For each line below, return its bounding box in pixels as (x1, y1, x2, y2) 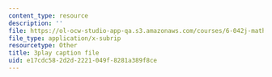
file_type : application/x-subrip (8, 34, 121, 43)
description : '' (8, 19, 63, 27)
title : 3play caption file (8, 49, 100, 57)
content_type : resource (8, 11, 89, 20)
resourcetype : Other (8, 42, 79, 50)
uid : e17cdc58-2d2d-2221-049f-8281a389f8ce (8, 57, 158, 65)
